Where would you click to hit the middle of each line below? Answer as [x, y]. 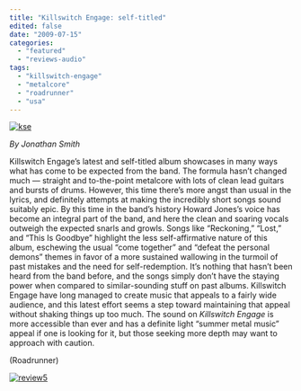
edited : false [36, 26]
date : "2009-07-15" [46, 34]
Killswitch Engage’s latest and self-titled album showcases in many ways [144, 162]
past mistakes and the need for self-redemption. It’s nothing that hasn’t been [151, 267]
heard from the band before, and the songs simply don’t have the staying [145, 276]
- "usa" [32, 101]
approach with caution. [52, 343]
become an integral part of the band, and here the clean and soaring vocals [149, 219]
